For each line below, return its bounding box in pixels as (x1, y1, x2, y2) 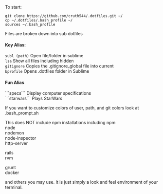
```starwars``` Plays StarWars (5, 95, 62, 102)
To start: (5, 4, 22, 10)
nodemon (5, 130, 24, 136)
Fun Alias (5, 79, 24, 85)
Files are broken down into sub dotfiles (5, 31, 83, 36)
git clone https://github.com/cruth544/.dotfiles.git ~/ (5, 14, 123, 19)
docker (5, 170, 19, 175)
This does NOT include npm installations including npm (5, 120, 116, 126)
